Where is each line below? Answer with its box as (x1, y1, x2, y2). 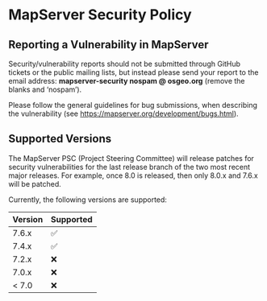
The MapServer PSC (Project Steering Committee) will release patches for (8, 153, 254, 163)
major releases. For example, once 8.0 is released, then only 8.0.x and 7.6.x (8, 171, 258, 180)
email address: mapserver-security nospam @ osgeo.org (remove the (8, 76, 245, 85)
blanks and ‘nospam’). (8, 85, 82, 94)
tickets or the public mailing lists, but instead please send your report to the (8, 68, 259, 77)
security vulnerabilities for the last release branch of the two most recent (8, 162, 251, 171)
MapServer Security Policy (8, 6, 192, 24)
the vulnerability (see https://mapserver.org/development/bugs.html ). (8, 109, 240, 118)
